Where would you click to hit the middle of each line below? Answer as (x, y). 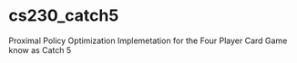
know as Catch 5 (40, 49)
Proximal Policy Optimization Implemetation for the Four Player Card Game (148, 40)
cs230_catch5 (64, 16)
